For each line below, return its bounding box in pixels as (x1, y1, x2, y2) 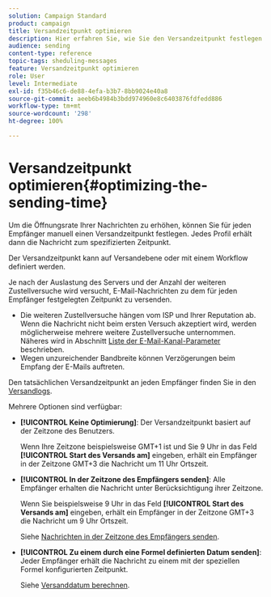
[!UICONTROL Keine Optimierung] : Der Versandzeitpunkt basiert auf (19, 417, 251, 427)
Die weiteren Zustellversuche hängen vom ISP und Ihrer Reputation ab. (19, 310, 256, 320)
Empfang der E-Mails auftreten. (19, 362, 125, 371)
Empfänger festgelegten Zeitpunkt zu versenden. (8, 294, 172, 304)
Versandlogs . (8, 386, 53, 396)
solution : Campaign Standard (8, 11, 107, 20)
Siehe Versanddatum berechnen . (19, 580, 130, 590)
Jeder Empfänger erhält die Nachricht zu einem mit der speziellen (19, 556, 240, 565)
